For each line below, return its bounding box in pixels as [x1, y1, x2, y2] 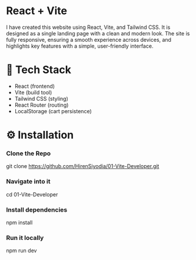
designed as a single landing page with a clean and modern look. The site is [6, 29, 190, 37]
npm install [6, 219, 33, 226]
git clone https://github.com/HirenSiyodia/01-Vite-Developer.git [6, 163, 160, 170]
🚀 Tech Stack [6, 63, 72, 77]
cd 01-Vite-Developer [6, 190, 58, 198]
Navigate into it [6, 177, 51, 186]
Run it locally [6, 233, 44, 242]
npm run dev [6, 247, 37, 254]
